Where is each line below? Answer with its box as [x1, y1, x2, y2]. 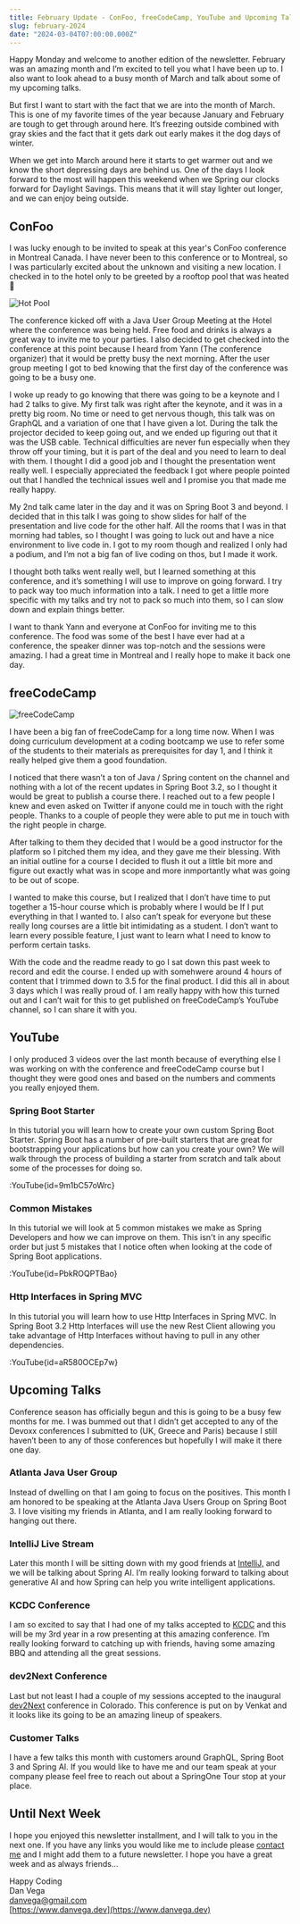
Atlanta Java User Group [9, 1466, 118, 1478]
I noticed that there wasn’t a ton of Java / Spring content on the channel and [9, 772, 290, 782]
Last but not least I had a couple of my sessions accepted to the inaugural [9, 1690, 281, 1701]
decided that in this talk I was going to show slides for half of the [9, 511, 247, 522]
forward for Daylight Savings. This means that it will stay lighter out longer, [9, 184, 283, 195]
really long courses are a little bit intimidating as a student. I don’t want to [9, 920, 279, 931]
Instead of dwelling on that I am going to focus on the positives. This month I [9, 1487, 291, 1497]
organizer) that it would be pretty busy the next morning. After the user [9, 354, 271, 364]
